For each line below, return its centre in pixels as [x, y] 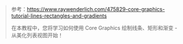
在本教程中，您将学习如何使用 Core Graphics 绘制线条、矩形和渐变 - [94, 28]
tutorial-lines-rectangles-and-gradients [59, 16]
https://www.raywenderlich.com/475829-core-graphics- [96, 9]
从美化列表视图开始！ [37, 35]
